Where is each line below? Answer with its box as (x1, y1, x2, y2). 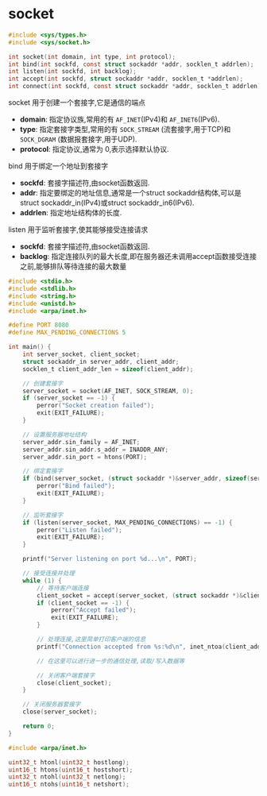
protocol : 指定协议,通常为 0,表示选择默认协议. (19, 145, 169, 154)
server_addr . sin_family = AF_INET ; (22, 438, 141, 446)
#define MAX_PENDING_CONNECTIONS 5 (8, 329, 126, 337)
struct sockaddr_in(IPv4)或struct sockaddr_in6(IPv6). (19, 198, 195, 207)
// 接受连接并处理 (22, 570, 75, 578)
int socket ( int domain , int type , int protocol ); (8, 52, 176, 60)
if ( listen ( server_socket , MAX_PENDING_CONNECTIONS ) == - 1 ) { (22, 518, 233, 527)
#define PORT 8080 (8, 321, 69, 330)
